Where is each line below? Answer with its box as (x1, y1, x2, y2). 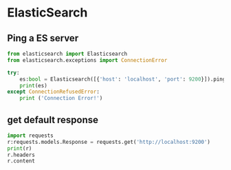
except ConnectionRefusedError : (7, 88, 100, 96)
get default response (7, 114, 98, 125)
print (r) (7, 145, 32, 152)
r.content (7, 158, 36, 164)
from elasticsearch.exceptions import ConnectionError (7, 56, 168, 63)
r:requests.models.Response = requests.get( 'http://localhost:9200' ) (7, 138, 211, 145)
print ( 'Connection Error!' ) (19, 95, 103, 102)
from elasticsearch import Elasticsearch (7, 50, 128, 57)
